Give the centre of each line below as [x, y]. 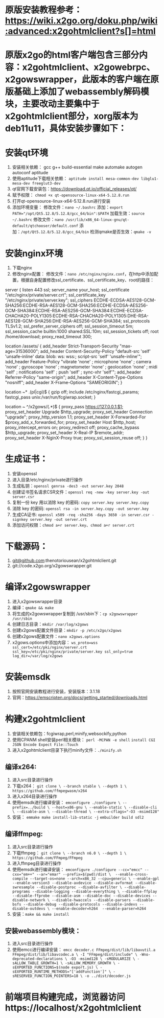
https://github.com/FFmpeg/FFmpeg [47, 858]
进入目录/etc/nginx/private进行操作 [47, 480]
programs [21, 891]
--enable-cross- [132, 874]
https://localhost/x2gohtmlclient [73, 1007]
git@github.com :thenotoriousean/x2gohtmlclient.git [64, 560]
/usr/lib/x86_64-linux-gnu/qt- [97, 220]
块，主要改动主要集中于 [52, 104]
